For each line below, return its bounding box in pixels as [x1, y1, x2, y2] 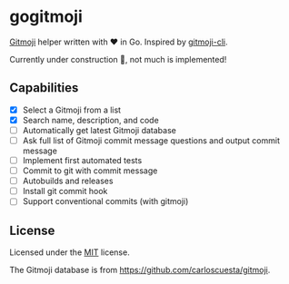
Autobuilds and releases [22, 175, 114, 187]
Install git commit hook [22, 186, 108, 197]
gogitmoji [9, 6, 84, 27]
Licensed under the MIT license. [9, 247, 130, 258]
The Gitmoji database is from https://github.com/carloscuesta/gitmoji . [9, 265, 271, 276]
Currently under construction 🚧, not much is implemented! [9, 54, 227, 64]
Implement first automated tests [22, 155, 143, 165]
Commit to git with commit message [22, 165, 158, 176]
